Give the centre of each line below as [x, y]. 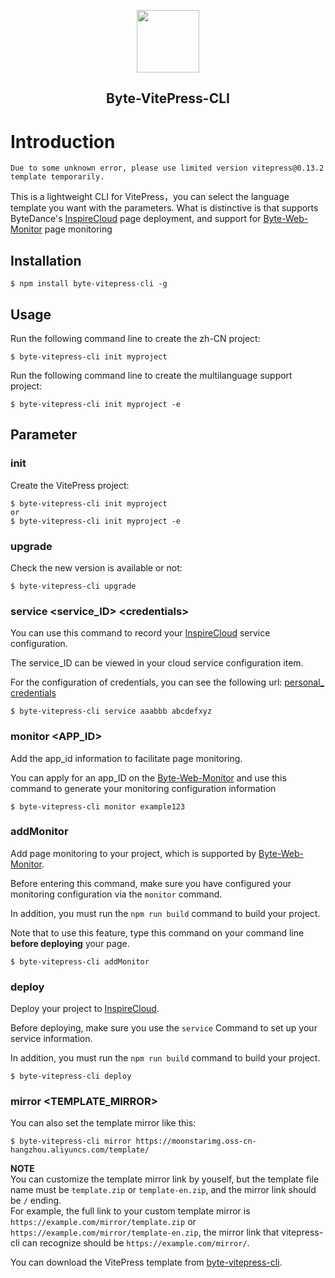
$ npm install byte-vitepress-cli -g [89, 284]
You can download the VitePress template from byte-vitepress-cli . [146, 1262]
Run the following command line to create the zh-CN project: [135, 338]
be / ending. [36, 1201]
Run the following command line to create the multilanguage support [151, 375]
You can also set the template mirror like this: [103, 1123]
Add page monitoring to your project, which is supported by [133, 853]
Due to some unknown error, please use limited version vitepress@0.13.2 [167, 168]
